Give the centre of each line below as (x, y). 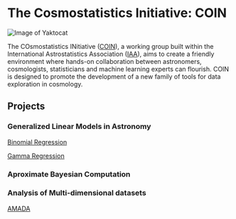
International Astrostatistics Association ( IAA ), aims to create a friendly (111, 54)
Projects (26, 107)
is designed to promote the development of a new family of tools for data (114, 77)
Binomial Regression (37, 142)
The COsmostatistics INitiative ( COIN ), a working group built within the (111, 46)
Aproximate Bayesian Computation (69, 174)
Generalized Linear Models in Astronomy (79, 127)
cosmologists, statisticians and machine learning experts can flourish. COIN (118, 69)
